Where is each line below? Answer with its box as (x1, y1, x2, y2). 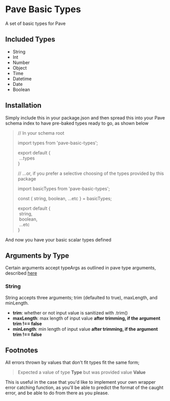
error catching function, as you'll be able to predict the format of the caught (5, 385, 163, 391)
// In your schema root (17, 130, 64, 136)
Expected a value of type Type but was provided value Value (17, 369, 146, 376)
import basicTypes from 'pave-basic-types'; (17, 186, 110, 192)
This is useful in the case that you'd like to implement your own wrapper (5, 379, 156, 385)
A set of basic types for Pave (5, 20, 66, 26)
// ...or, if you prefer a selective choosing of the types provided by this (17, 170, 164, 176)
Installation (5, 101, 42, 110)
